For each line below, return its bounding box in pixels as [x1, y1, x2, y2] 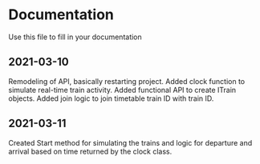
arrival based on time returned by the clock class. [8, 146, 173, 156]
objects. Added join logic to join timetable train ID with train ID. [8, 94, 214, 103]
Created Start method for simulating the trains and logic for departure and [8, 138, 253, 147]
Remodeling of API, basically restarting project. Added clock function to [8, 76, 246, 86]
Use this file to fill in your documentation [8, 32, 142, 42]
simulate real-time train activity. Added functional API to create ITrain [8, 85, 237, 94]
